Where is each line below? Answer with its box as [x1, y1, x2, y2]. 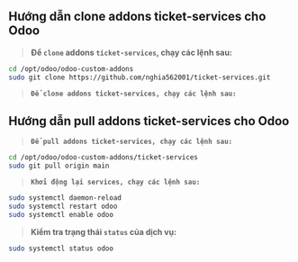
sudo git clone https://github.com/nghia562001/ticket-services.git [8, 73, 271, 82]
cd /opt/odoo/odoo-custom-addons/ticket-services [8, 153, 199, 162]
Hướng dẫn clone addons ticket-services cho [8, 9, 266, 24]
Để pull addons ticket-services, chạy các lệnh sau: [30, 137, 233, 147]
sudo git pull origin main [8, 161, 110, 171]
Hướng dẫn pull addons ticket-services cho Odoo [8, 113, 290, 129]
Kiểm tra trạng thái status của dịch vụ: [30, 226, 177, 237]
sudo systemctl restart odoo [8, 202, 118, 211]
